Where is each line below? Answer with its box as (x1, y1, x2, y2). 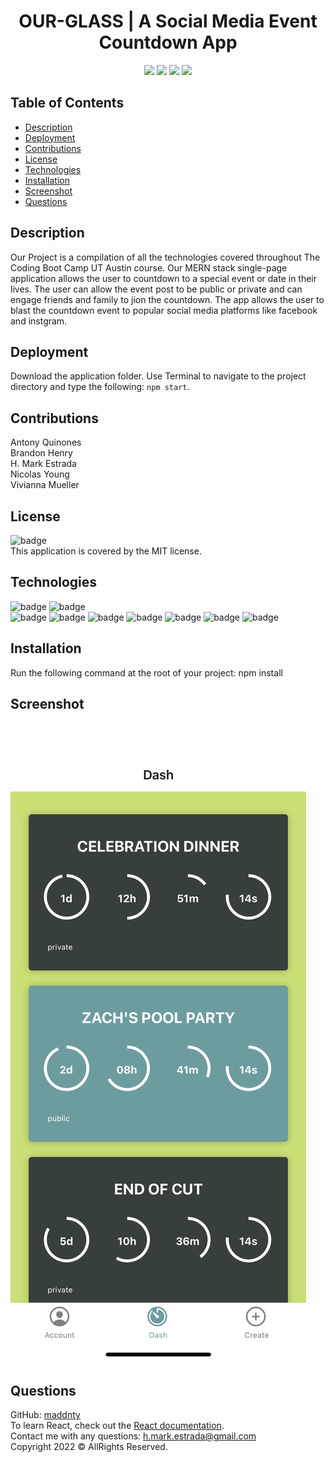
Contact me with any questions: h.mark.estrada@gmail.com (10, 1430, 257, 1442)
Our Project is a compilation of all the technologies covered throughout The (10, 251, 321, 263)
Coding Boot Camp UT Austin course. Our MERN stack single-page (10, 261, 288, 274)
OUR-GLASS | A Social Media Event (18, 10, 318, 33)
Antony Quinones (10, 436, 82, 449)
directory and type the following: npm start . (10, 381, 190, 393)
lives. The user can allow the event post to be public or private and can (10, 283, 303, 295)
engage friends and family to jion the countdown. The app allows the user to (10, 293, 325, 305)
